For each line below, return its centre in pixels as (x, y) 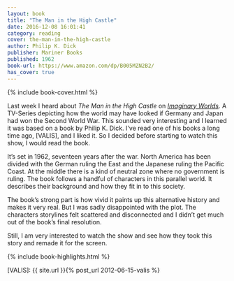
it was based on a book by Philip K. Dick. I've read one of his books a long (114, 128)
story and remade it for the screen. (57, 243)
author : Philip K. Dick (42, 46)
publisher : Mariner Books (45, 53)
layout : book (26, 14)
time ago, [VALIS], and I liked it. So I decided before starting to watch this (112, 135)
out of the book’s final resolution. (54, 222)
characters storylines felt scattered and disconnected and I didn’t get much (116, 215)
